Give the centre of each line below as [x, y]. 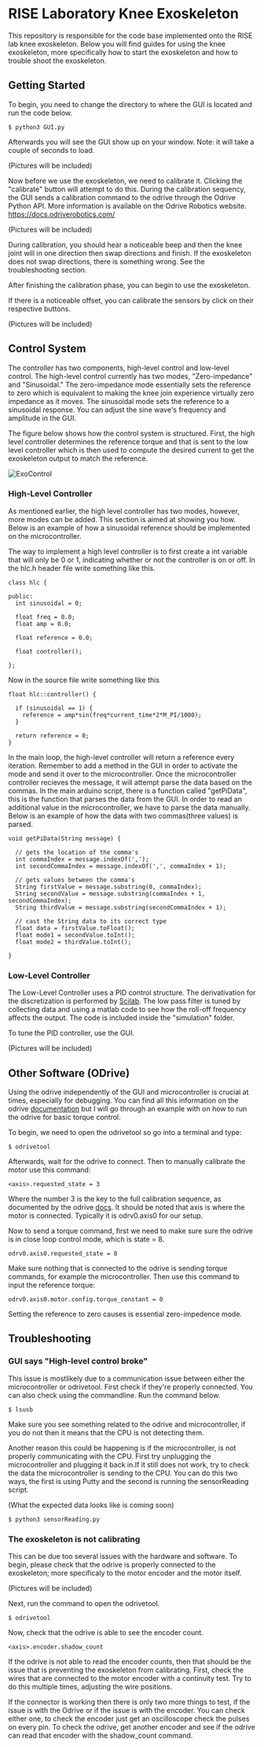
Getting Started [47, 85]
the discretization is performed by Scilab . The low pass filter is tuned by [125, 1001]
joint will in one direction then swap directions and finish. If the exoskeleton [130, 253]
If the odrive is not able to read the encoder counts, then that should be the [130, 1661]
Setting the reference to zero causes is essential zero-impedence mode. [125, 1314]
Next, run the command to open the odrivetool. [84, 1603]
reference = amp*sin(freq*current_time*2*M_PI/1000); [112, 715]
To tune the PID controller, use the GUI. [71, 1033]
